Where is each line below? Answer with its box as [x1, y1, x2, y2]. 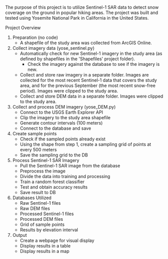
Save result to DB [20, 190, 56, 195]
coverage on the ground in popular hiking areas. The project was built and [5, 10, 158, 16]
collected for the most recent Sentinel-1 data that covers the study [20, 77, 157, 83]
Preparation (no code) [12, 35, 59, 40]
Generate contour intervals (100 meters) [20, 120, 103, 126]
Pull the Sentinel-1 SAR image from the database [20, 163, 120, 168]
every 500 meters [20, 147, 57, 152]
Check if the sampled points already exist [20, 136, 106, 142]
